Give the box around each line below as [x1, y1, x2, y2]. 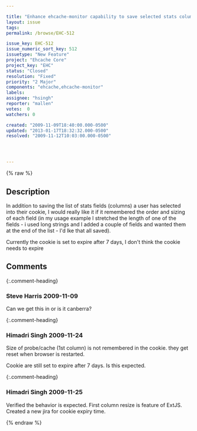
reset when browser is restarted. [6, 351, 85, 358]
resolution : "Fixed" [6, 73, 57, 79]
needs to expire [6, 245, 44, 252]
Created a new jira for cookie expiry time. [6, 408, 106, 415]
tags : [6, 25, 19, 30]
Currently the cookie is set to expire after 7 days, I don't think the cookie [6, 238, 181, 245]
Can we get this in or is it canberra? [6, 306, 92, 313]
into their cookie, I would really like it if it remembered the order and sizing [6, 208, 186, 215]
